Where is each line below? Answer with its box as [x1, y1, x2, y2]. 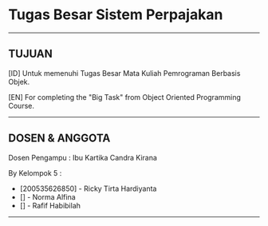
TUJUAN [8, 47, 53, 61]
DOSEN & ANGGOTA [8, 132, 111, 145]
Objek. [8, 77, 30, 86]
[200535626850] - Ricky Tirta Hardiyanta [19, 184, 157, 193]
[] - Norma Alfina [19, 192, 76, 201]
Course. [8, 101, 34, 110]
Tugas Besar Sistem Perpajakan [8, 6, 223, 24]
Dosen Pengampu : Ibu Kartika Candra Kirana [8, 153, 158, 162]
